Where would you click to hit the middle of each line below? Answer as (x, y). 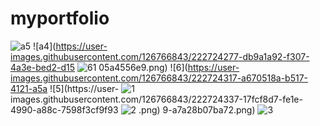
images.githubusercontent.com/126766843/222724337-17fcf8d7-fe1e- (156, 99)
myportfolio (60, 18)
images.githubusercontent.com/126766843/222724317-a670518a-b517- (159, 78)
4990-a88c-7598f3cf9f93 (64, 109)
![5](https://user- (84, 88)
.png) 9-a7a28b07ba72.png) (197, 109)
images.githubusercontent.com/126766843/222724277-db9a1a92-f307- (160, 56)
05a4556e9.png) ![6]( (143, 67)
